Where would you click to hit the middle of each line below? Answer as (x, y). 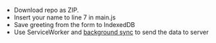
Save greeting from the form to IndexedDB (74, 25)
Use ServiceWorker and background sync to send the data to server (111, 32)
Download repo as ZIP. (46, 10)
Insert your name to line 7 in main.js (65, 17)
